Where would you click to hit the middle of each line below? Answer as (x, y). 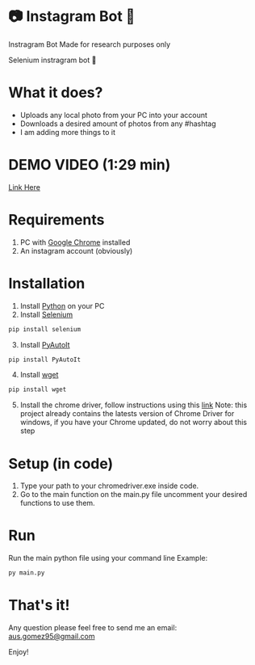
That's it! (39, 606)
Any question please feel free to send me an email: (93, 627)
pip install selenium (45, 329)
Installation (47, 283)
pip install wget (38, 389)
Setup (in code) (61, 463)
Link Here (24, 187)
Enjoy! (19, 652)
